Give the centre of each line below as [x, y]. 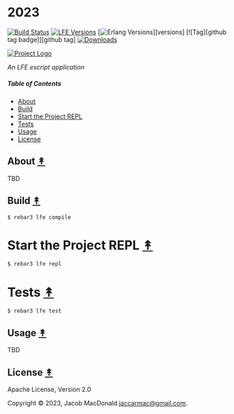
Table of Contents [34, 83]
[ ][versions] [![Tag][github [162, 32]
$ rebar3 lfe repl [34, 264]
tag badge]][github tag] [41, 39]
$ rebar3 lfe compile [39, 217]
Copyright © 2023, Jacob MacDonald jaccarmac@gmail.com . [97, 403]
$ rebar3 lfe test [34, 311]
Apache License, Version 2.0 [49, 390]
